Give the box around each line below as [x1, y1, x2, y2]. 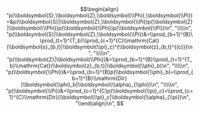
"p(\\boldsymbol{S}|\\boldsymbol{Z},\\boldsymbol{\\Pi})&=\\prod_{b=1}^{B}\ [6, 31, 193, 38]
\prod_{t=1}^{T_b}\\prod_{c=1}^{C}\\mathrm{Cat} [39, 37, 160, 44]
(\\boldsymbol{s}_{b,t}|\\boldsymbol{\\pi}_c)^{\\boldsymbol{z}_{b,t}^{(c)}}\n [6, 43, 193, 50]
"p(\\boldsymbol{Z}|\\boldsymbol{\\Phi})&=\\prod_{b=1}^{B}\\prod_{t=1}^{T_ [7, 56, 192, 63]
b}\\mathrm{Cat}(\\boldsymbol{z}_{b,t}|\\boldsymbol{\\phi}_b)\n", [10, 62, 171, 69]
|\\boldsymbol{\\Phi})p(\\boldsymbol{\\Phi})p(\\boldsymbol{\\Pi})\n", [7, 24, 173, 31]
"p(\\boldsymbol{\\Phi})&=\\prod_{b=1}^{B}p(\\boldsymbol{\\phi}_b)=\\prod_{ [5, 69, 194, 75]
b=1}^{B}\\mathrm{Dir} [71, 75, 128, 82]
